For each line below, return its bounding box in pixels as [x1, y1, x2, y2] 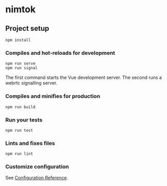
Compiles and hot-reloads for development [5, 49, 116, 56]
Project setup [5, 24, 50, 33]
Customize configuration [5, 163, 69, 170]
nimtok [5, 4, 36, 15]
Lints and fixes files [5, 139, 55, 147]
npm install [5, 37, 31, 43]
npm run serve [5, 61, 36, 66]
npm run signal [5, 66, 38, 71]
